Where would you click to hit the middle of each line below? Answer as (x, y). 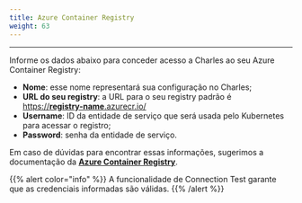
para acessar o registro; (67, 125)
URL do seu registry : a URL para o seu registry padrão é (127, 96)
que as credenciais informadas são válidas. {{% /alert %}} (117, 189)
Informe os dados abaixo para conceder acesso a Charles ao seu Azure (142, 60)
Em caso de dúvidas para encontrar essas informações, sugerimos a (137, 152)
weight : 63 (30, 26)
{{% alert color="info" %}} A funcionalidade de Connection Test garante (143, 179)
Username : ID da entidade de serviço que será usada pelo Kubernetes (153, 115)
